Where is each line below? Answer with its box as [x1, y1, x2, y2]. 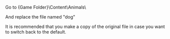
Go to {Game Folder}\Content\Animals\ [5, 4, 86, 10]
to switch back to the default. [5, 29, 66, 34]
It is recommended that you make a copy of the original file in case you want [5, 23, 165, 29]
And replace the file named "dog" [5, 14, 76, 19]
